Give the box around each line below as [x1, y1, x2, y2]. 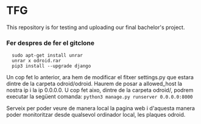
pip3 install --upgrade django [12, 63, 91, 70]
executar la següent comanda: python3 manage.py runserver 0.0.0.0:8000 [6, 93, 193, 100]
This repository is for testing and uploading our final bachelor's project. [6, 24, 185, 31]
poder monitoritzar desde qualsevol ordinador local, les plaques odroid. [6, 111, 186, 119]
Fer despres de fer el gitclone [6, 39, 95, 47]
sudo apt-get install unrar [12, 53, 83, 59]
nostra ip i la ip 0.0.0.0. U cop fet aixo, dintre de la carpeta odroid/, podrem [6, 86, 194, 94]
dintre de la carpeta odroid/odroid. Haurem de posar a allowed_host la [6, 80, 183, 88]
